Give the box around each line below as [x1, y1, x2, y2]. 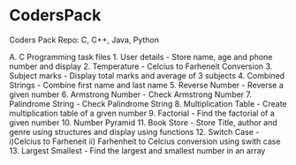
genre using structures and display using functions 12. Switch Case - [9, 126, 260, 137]
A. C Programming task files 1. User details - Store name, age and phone [9, 51, 273, 62]
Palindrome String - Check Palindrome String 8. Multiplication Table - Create [9, 98, 287, 109]
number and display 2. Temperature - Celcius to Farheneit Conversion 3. [9, 61, 273, 71]
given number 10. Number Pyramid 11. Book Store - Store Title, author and [9, 116, 278, 128]
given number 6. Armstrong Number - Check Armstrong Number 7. [9, 89, 253, 100]
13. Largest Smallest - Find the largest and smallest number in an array [9, 145, 266, 155]
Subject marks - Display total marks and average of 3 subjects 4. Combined [9, 70, 285, 80]
